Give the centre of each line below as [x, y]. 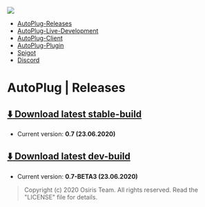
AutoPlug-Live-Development [58, 31]
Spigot [27, 53]
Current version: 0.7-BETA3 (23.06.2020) [77, 176]
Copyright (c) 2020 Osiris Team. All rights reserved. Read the [111, 190]
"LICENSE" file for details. [61, 197]
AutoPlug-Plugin [40, 45]
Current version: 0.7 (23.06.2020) [66, 134]
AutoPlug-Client [40, 38]
